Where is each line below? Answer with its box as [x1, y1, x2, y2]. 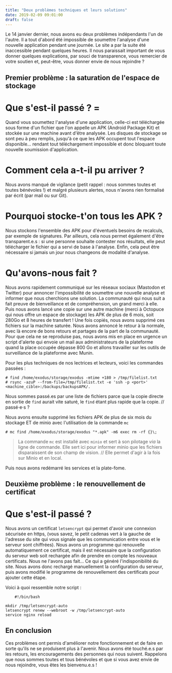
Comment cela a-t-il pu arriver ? [5, 164, 145, 176]
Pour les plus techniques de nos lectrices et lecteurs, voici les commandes [5, 359, 163, 366]
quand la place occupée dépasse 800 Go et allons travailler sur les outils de [5, 344, 166, 350]
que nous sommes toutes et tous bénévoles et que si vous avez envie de [5, 656, 159, 662]
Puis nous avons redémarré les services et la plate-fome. [5, 465, 126, 471]
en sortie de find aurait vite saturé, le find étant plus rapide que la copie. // [5, 398, 164, 405]
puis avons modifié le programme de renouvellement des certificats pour [5, 569, 160, 575]
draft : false [5, 17, 33, 22]
